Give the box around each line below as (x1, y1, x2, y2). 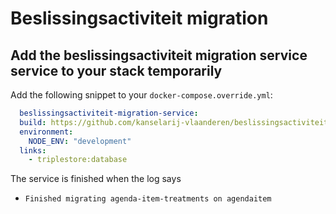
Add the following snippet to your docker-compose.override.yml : (10, 89, 273, 101)
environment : (19, 127, 74, 137)
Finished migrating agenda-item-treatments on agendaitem (24, 194, 272, 204)
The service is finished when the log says (10, 173, 182, 185)
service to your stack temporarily (10, 62, 223, 79)
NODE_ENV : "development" (28, 136, 132, 146)
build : (19, 117, 47, 127)
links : (19, 145, 47, 156)
